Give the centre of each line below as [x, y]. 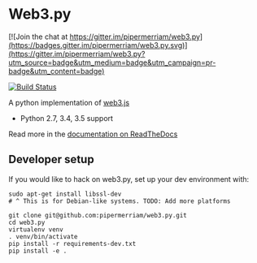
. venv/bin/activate [44, 236]
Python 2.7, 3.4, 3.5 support [67, 118]
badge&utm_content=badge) [57, 71]
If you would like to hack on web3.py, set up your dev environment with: [129, 179]
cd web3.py [27, 222]
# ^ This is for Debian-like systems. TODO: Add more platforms [120, 201]
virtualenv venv [36, 229]
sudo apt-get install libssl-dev [65, 194]
